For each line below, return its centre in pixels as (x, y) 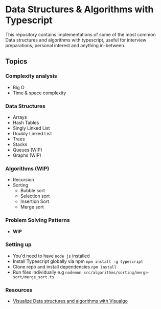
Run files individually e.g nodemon (47, 272)
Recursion (23, 180)
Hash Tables (26, 122)
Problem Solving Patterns (38, 220)
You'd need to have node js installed (51, 256)
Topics (16, 62)
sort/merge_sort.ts (33, 277)
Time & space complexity (39, 93)
